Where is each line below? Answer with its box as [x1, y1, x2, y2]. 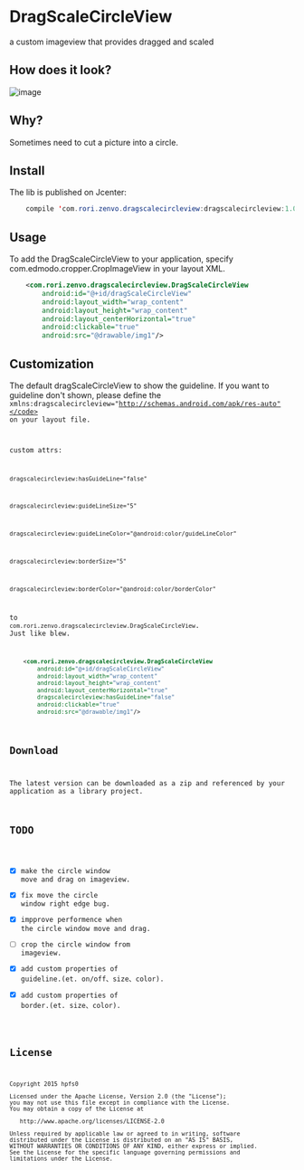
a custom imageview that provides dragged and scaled [9, 36, 214, 47]
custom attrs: [9, 445, 63, 454]
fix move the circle [21, 891, 99, 900]
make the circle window [21, 866, 110, 875]
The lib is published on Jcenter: [9, 187, 127, 198]
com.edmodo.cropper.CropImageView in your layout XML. [9, 263, 226, 274]
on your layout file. [9, 415, 91, 424]
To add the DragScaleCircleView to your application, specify [9, 253, 233, 264]
